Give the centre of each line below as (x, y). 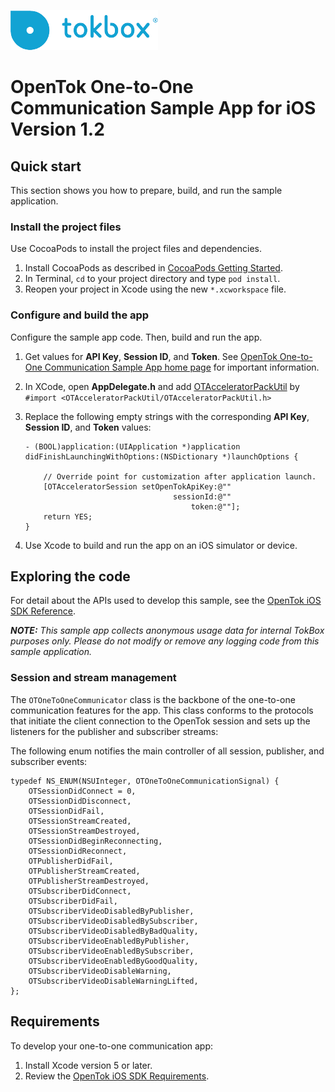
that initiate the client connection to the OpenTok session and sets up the (160, 721)
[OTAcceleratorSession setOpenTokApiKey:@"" (137, 486)
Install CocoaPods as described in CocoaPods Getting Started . (153, 268)
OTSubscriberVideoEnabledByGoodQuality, (113, 961)
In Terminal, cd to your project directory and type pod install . (152, 279)
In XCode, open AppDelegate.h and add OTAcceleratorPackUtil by (162, 386)
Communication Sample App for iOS (163, 108)
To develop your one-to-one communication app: (112, 1046)
